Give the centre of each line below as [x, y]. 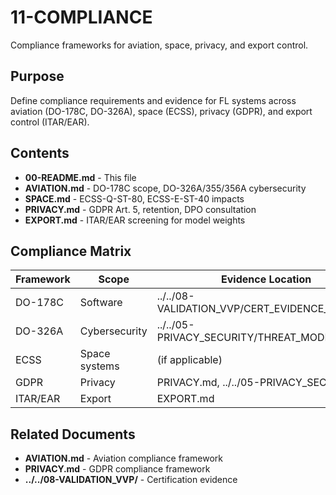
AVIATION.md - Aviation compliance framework [123, 458]
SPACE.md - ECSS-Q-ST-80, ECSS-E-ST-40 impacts [134, 198]
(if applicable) [189, 360]
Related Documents [73, 434]
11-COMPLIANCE [81, 17]
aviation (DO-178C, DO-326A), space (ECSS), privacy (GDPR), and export [161, 111]
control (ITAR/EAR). [50, 122]
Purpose [37, 76]
